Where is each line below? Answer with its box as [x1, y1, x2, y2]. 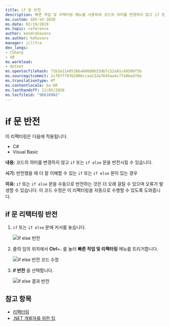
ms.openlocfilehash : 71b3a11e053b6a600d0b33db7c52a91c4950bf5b [5, 69, 142, 74]
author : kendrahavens [5, 31, 51, 36]
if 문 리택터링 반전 [5, 210, 58, 219]
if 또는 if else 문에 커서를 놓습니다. [12, 224, 86, 231]
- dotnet [5, 64, 24, 69]
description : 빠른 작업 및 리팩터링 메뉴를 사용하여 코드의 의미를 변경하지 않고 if [5, 12, 160, 17]
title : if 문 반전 [5, 7, 41, 13]
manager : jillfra [5, 41, 42, 46]
